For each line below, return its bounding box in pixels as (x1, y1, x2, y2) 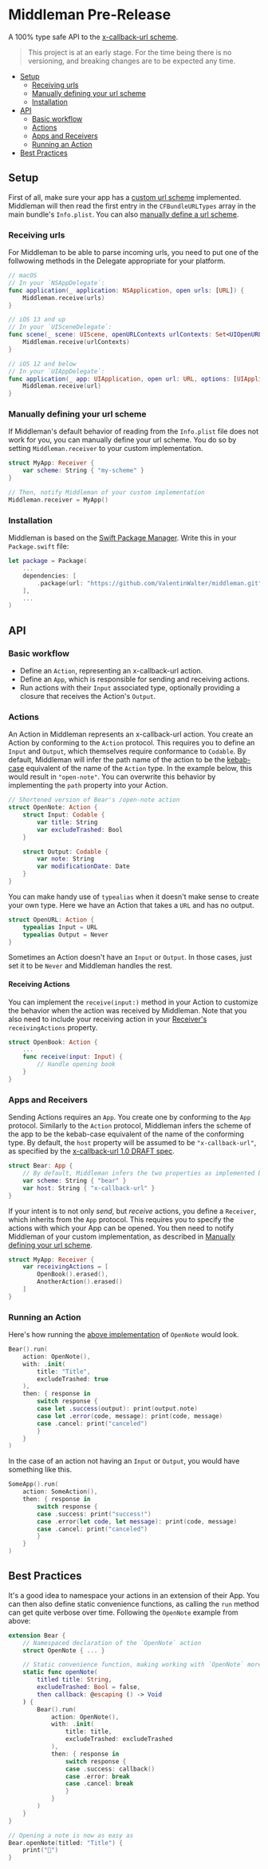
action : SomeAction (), (22, 1488, 98, 1496)
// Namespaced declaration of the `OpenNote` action (22, 1639, 202, 1647)
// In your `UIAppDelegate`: (8, 367, 105, 375)
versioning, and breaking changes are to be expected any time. (27, 56, 236, 66)
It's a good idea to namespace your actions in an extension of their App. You (8, 1590, 260, 1600)
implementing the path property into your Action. (8, 781, 168, 790)
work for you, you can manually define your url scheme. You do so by (8, 435, 237, 445)
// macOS (8, 272, 37, 280)
